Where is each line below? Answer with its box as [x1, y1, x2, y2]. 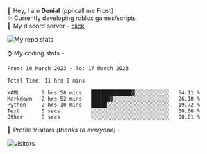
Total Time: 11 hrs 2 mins [7, 77, 85, 84]
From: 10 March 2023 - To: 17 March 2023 [7, 65, 129, 72]
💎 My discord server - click [7, 22, 85, 30]
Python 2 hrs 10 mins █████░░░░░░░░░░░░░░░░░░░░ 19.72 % [7, 101, 200, 108]
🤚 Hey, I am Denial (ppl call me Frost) [7, 7, 114, 15]
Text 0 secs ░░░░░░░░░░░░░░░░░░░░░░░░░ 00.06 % [7, 108, 200, 114]
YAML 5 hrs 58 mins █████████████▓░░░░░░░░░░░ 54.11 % [7, 89, 200, 96]
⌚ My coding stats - [7, 49, 65, 57]
